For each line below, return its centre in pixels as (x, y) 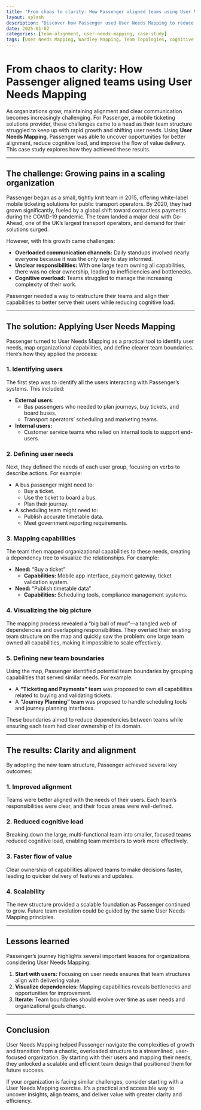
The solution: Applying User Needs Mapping (91, 327)
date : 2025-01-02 (28, 28)
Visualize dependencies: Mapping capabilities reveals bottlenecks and (103, 986)
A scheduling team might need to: (57, 510)
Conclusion (28, 1030)
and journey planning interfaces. (55, 708)
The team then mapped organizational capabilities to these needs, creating (98, 552)
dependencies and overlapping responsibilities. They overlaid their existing (99, 629)
